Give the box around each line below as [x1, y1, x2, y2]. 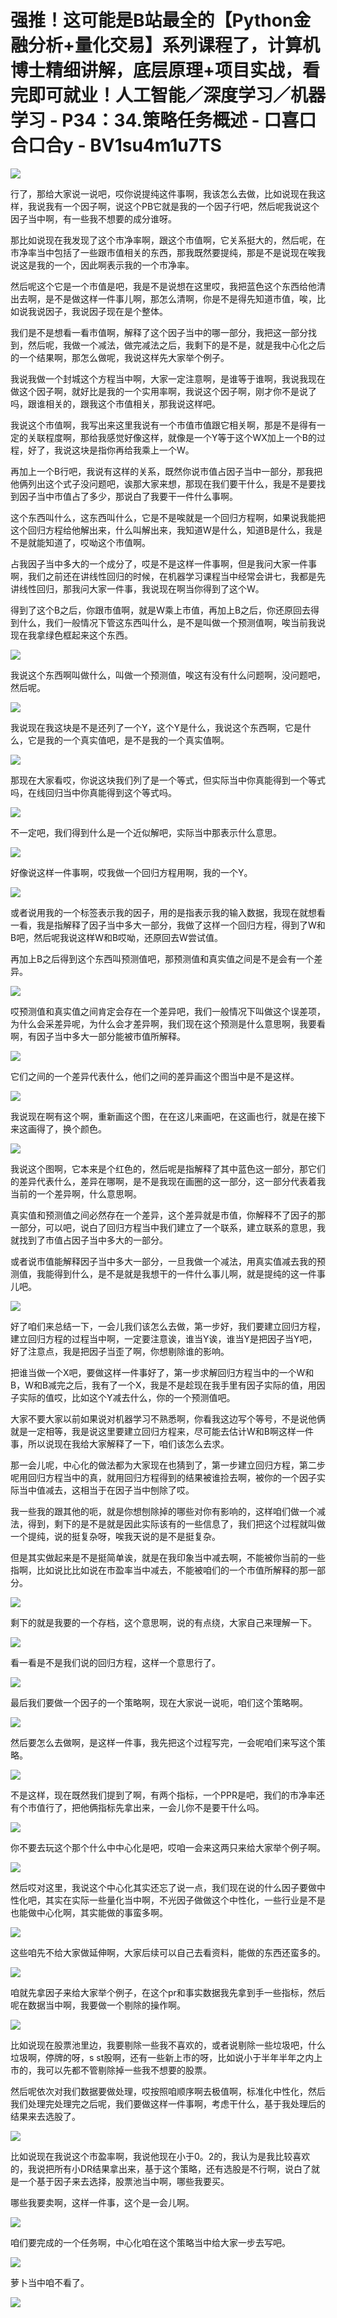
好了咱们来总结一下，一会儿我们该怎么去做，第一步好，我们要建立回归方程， [10, 1320, 326, 1332]
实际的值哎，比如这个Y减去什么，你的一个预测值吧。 [18, 1391, 236, 1403]
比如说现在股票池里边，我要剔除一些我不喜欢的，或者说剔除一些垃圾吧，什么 [10, 2039, 326, 2051]
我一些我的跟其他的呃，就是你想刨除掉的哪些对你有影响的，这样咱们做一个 [10, 1505, 317, 1517]
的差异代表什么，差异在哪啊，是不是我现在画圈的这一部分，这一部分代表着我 [10, 1175, 326, 1187]
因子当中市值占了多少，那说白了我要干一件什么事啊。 [18, 490, 238, 502]
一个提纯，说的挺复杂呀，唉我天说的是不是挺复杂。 [10, 1530, 221, 1542]
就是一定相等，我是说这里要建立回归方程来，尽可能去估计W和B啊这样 [10, 1425, 297, 1437]
